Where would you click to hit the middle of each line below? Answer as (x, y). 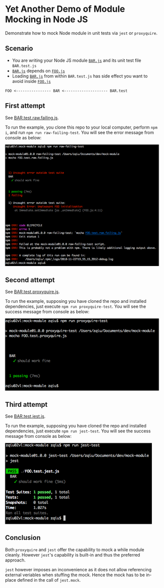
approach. (15, 560)
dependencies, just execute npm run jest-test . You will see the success (78, 431)
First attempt (25, 106)
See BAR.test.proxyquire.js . (32, 292)
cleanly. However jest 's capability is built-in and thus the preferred (73, 555)
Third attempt (26, 404)
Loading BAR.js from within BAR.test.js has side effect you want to (80, 76)
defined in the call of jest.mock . (49, 580)
